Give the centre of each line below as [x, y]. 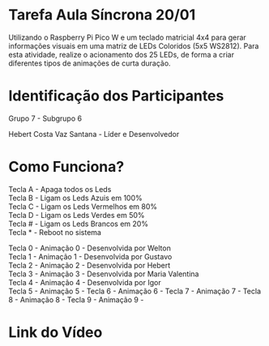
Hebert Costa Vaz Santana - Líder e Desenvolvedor [94, 134]
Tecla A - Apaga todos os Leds [60, 189]
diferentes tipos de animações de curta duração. [90, 63]
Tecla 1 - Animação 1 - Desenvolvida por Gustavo [90, 256]
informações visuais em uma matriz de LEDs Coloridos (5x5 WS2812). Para [134, 45]
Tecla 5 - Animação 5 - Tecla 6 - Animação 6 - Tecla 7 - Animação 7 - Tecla [135, 291]
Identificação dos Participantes [116, 96]
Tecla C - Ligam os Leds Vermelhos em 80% [83, 206]
